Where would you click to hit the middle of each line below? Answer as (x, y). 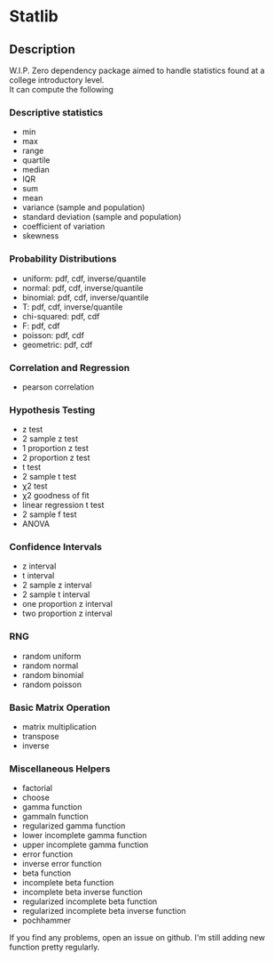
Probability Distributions (63, 259)
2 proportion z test (56, 458)
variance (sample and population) (83, 207)
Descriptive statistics (56, 112)
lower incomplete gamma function (85, 836)
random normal (50, 666)
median (36, 170)
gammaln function (55, 817)
